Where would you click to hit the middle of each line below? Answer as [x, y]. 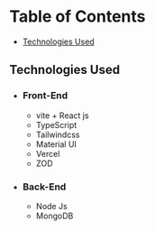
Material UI [56, 144]
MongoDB [55, 216]
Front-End [45, 96]
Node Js [51, 206]
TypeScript [56, 124]
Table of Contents [77, 17]
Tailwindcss [58, 134]
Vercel [48, 153]
